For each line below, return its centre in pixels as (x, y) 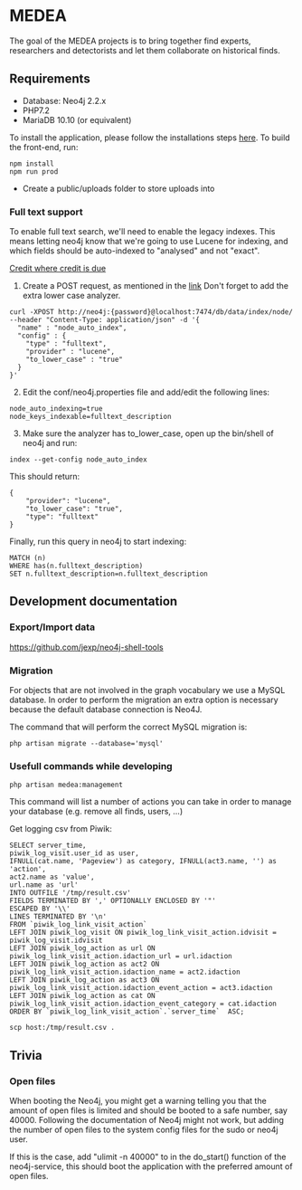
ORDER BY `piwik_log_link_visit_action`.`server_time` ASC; (127, 1012)
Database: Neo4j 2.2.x (64, 100)
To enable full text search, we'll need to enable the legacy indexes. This (142, 232)
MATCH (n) (28, 558)
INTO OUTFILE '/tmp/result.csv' (70, 893)
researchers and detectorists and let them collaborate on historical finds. (145, 50)
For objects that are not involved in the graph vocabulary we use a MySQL (147, 690)
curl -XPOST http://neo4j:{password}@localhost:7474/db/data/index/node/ (151, 312)
